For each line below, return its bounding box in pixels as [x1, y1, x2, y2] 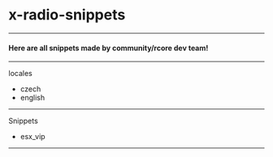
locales [8, 69, 32, 78]
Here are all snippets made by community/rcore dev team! [8, 43, 209, 53]
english [19, 93, 45, 103]
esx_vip [19, 132, 46, 142]
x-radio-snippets [8, 6, 126, 24]
